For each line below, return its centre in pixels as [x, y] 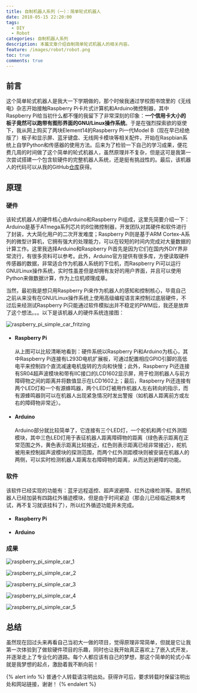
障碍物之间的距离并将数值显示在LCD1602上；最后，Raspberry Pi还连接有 [103, 381]
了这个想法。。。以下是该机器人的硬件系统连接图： [65, 312]
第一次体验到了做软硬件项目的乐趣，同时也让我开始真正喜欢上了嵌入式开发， [98, 650]
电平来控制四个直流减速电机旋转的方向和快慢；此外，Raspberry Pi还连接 [102, 366]
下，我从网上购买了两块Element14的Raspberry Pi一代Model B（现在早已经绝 [98, 130]
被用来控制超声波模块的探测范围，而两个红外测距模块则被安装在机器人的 [102, 452]
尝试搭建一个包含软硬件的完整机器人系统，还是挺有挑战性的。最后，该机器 [101, 160]
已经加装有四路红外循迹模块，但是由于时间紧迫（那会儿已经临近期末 [98, 498]
